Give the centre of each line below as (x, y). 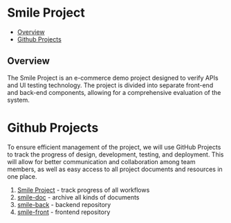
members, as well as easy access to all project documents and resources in (115, 169)
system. (18, 100)
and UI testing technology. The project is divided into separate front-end (110, 85)
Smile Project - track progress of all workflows (83, 190)
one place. (22, 176)
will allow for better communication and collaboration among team (101, 161)
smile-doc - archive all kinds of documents (78, 197)
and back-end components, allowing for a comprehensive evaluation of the (114, 92)
